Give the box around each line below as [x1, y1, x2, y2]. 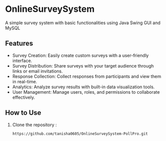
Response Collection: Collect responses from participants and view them [12, 73, 162, 79]
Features [5, 39, 33, 48]
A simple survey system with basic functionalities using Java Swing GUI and [5, 20, 161, 26]
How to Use [5, 108, 42, 117]
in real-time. [12, 78, 37, 84]
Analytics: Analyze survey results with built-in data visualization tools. [12, 84, 155, 90]
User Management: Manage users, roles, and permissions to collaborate [12, 89, 160, 95]
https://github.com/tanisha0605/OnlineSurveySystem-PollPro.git [12, 131, 148, 136]
